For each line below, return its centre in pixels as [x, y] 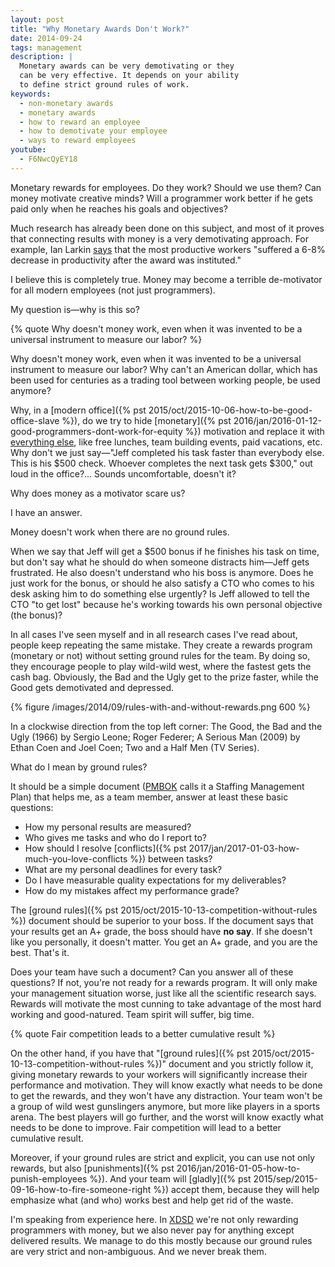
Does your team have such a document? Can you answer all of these [152, 972]
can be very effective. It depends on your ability [129, 76]
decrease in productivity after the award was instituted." [126, 260]
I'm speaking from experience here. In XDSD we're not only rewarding [154, 1219]
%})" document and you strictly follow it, [230, 1063]
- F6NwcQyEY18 [48, 159]
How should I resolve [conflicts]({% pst [105, 848]
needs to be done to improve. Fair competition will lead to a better [146, 1127]
